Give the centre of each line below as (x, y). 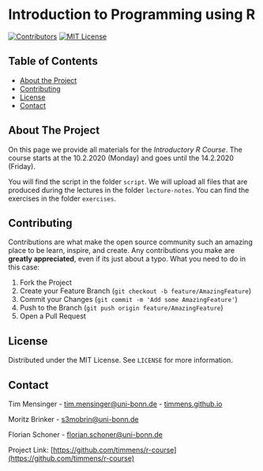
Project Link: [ (31, 450)
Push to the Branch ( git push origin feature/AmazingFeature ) (121, 308)
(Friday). (22, 166)
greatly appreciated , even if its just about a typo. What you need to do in (127, 259)
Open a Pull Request (53, 316)
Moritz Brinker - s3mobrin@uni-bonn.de (73, 419)
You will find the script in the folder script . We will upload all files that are (128, 181)
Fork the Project (46, 283)
